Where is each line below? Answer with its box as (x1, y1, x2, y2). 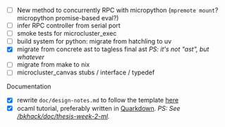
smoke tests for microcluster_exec (16, 29, 117, 38)
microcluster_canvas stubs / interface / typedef (16, 68, 155, 76)
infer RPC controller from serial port (16, 21, 121, 30)
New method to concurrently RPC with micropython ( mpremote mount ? (16, 6, 219, 14)
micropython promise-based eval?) (16, 14, 119, 22)
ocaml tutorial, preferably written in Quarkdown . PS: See (16, 104, 181, 112)
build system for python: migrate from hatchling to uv (16, 37, 172, 46)
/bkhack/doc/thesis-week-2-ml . (16, 112, 110, 120)
